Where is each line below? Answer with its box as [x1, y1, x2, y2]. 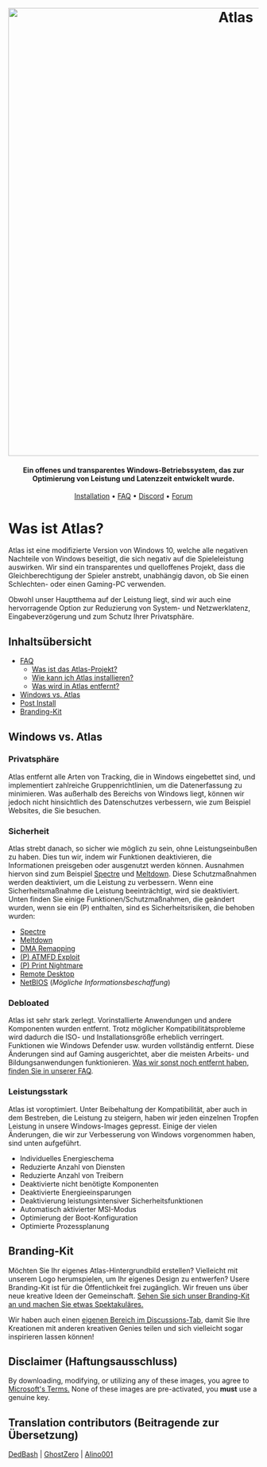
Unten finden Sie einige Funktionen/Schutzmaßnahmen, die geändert [8, 894, 235, 904]
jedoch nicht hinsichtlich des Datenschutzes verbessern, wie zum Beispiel [8, 797, 251, 807]
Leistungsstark [8, 1086, 68, 1097]
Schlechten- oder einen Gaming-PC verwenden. [8, 580, 167, 589]
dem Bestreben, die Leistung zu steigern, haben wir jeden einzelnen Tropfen [8, 1113, 259, 1122]
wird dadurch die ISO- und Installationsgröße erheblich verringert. [8, 1032, 225, 1042]
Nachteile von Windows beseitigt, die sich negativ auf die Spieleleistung [8, 554, 244, 564]
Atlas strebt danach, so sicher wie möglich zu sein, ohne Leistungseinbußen [8, 843, 257, 854]
